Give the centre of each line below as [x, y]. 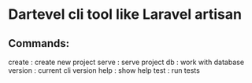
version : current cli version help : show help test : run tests [104, 70]
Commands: [39, 43]
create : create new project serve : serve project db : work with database [126, 62]
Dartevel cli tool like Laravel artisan [125, 14]
